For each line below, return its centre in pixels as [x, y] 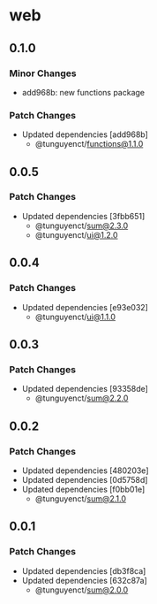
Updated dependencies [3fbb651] [83, 216]
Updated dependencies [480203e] [85, 470]
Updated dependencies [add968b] [85, 134]
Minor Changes [43, 73]
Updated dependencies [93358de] [85, 389]
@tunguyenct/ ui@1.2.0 [76, 234]
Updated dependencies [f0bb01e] [83, 489]
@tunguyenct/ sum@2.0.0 [82, 590]
